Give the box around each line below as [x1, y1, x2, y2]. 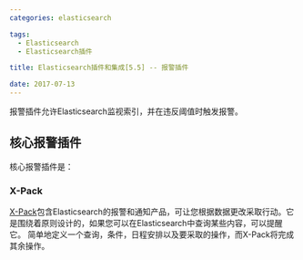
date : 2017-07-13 [9, 79, 76, 89]
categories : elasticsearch [9, 13, 112, 23]
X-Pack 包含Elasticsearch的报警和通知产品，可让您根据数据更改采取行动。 [9, 206, 287, 217]
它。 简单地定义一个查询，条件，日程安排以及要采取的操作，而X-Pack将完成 [9, 229, 294, 240]
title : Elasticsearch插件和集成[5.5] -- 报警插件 [9, 63, 189, 73]
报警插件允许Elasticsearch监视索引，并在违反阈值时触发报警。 [9, 106, 243, 117]
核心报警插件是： [9, 161, 74, 172]
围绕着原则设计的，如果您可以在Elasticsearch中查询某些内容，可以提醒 [16, 218, 283, 229]
